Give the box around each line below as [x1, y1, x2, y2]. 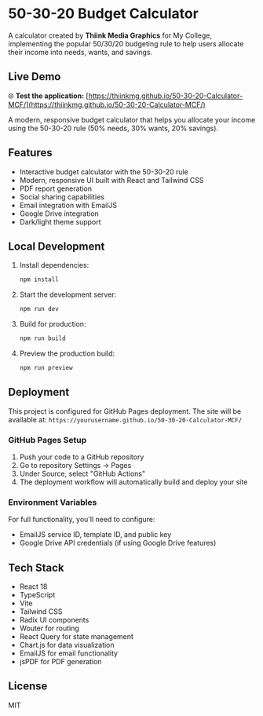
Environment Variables [8, 496, 97, 507]
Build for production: [19, 320, 86, 329]
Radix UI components [19, 616, 89, 625]
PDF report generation [19, 184, 93, 193]
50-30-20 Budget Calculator [8, 5, 199, 23]
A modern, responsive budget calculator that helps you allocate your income [8, 115, 256, 124]
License [8, 680, 48, 693]
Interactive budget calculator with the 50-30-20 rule [19, 166, 188, 177]
